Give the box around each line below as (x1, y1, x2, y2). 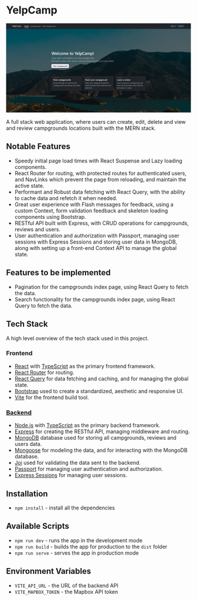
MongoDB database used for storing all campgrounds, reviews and (14, 434, 177, 441)
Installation (6, 488, 48, 499)
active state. (14, 182, 45, 189)
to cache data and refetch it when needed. (14, 194, 118, 201)
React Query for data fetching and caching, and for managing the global (14, 375, 189, 382)
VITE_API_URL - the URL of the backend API (14, 582, 118, 589)
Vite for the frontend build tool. (14, 394, 89, 401)
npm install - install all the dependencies (14, 504, 116, 511)
